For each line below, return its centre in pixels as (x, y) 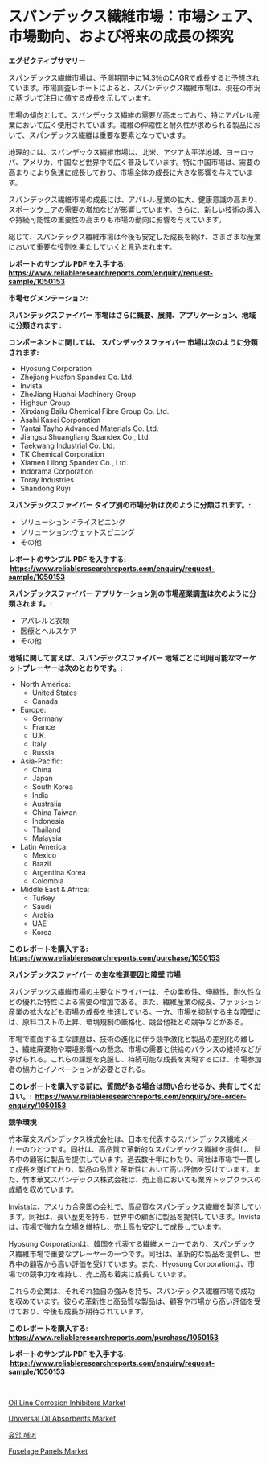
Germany (47, 718)
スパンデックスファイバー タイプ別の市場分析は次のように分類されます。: (130, 505)
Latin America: (44, 846)
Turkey (43, 898)
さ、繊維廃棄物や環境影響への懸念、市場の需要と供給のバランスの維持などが (135, 1048)
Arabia (43, 915)
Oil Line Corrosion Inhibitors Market (67, 1403)
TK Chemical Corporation (62, 454)
